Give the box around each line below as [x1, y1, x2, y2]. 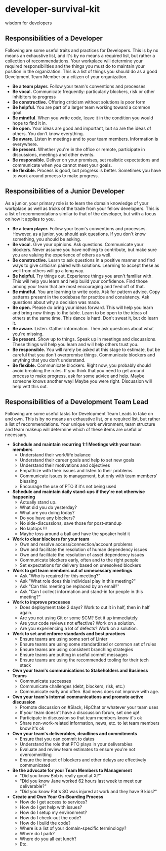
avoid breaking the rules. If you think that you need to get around [12, 367, 145, 373]
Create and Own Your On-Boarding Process [12, 794, 104, 800]
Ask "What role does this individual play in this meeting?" [19, 578, 136, 584]
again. [19, 610, 33, 616]
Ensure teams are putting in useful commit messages [19, 652, 128, 658]
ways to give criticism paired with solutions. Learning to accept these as [12, 262, 160, 268]
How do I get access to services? [19, 799, 87, 805]
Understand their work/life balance [19, 452, 91, 458]
